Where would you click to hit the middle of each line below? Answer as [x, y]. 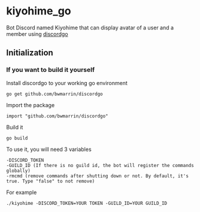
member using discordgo [37, 34]
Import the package [31, 105]
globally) [19, 171]
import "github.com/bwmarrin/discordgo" [57, 116]
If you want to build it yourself [50, 70]
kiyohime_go [39, 11]
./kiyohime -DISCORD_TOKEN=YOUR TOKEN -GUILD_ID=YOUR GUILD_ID [87, 203]
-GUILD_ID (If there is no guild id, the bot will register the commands [100, 165]
